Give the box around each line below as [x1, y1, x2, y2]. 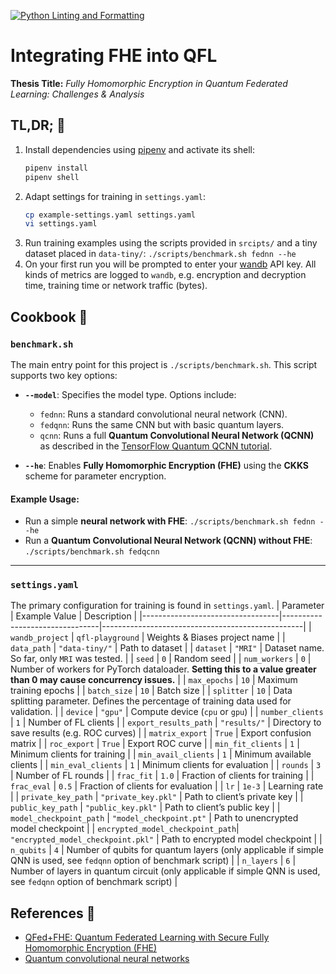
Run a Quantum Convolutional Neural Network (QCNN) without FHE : [24, 535, 313, 547]
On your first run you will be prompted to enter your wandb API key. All [24, 258, 317, 270]
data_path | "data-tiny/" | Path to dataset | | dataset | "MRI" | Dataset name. [10, 642, 325, 654]
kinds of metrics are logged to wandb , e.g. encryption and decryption [24, 269, 307, 281]
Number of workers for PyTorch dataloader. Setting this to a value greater [10, 663, 317, 675]
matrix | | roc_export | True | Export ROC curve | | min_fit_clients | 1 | [10, 738, 300, 750]
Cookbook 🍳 [10, 308, 88, 325]
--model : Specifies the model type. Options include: [24, 388, 237, 400]
